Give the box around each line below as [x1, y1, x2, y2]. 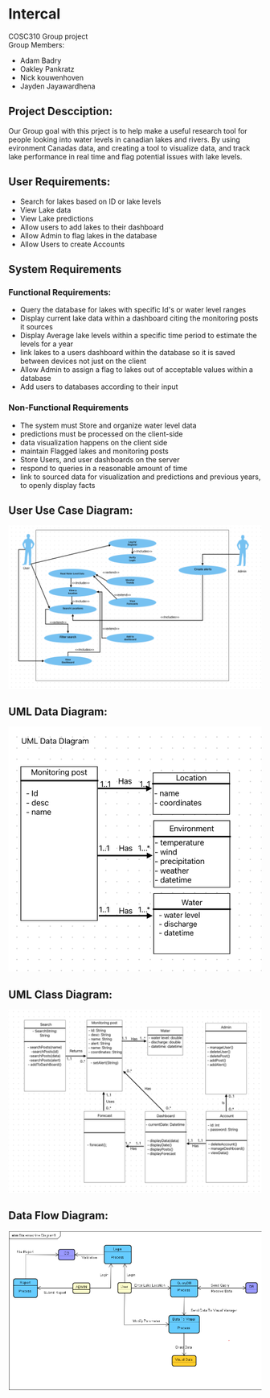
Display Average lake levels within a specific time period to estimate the [19, 331, 257, 341]
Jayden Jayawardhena [19, 81, 96, 91]
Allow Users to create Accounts [19, 239, 125, 249]
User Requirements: [8, 175, 111, 189]
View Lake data [19, 205, 72, 214]
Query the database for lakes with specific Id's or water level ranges [19, 305, 247, 315]
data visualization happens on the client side [19, 437, 168, 447]
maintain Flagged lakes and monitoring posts [19, 446, 169, 456]
